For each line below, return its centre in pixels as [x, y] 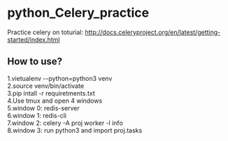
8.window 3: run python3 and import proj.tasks [75, 130]
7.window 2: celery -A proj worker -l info [65, 123]
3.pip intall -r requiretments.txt [51, 93]
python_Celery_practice [78, 13]
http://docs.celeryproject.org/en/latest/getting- [153, 32]
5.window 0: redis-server [44, 108]
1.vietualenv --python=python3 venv [60, 78]
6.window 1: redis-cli [37, 115]
